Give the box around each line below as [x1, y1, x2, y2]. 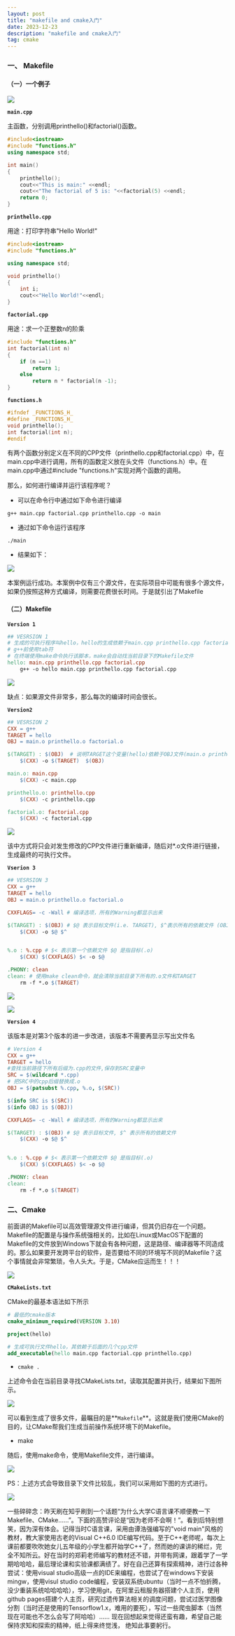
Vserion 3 [7, 865, 36, 872]
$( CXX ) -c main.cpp [20, 776, 77, 783]
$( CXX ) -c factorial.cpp [20, 815, 92, 822]
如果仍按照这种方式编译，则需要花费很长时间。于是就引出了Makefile [7, 587, 204, 596]
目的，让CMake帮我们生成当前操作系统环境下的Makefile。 [7, 1423, 175, 1431]
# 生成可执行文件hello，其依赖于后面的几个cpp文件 [7, 1343, 138, 1350]
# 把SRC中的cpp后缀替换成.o [7, 1078, 80, 1085]
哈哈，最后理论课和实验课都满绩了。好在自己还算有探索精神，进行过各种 [19, 1559, 228, 1569]
